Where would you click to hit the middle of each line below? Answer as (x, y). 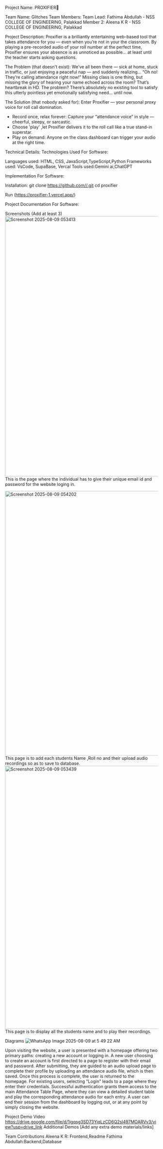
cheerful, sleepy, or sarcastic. (42, 122)
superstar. (22, 132)
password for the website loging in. (40, 484)
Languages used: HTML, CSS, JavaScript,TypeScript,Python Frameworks (78, 161)
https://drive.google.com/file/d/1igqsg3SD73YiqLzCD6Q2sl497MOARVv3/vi (81, 1122)
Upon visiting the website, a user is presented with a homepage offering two (81, 1050)
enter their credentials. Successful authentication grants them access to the (81, 1086)
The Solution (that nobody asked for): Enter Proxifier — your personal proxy (81, 102)
